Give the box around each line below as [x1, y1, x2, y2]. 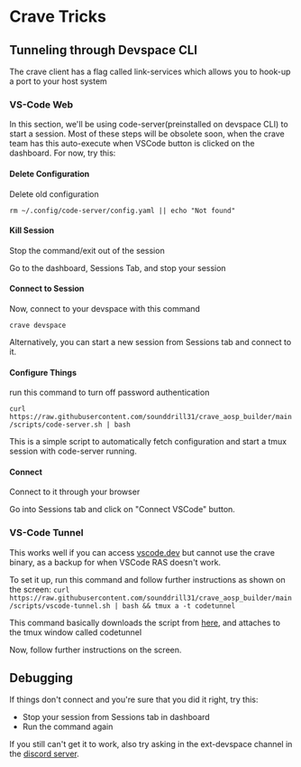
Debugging [9, 670, 74, 686]
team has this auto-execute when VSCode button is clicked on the [9, 138, 255, 149]
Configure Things [9, 367, 77, 378]
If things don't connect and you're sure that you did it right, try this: [9, 694, 259, 706]
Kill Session [9, 225, 55, 236]
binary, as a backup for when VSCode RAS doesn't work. [9, 557, 222, 567]
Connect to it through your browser [9, 486, 141, 498]
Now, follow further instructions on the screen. [9, 644, 182, 655]
